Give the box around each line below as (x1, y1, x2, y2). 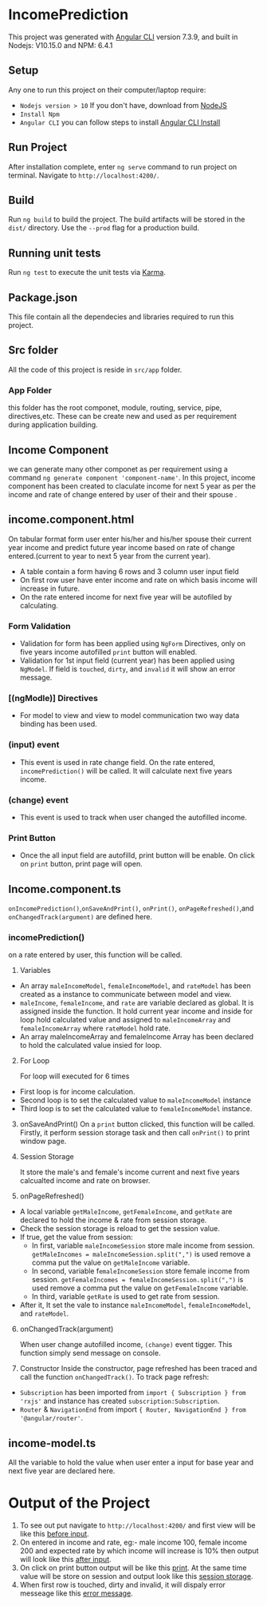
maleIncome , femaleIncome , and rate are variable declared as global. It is (19, 998, 254, 1008)
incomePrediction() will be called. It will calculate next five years (19, 766, 233, 775)
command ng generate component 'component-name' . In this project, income (8, 472, 256, 482)
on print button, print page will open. (19, 859, 143, 869)
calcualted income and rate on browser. (19, 1176, 151, 1186)
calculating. (19, 600, 58, 610)
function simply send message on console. (19, 1349, 161, 1358)
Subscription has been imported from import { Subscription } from (19, 1388, 246, 1397)
